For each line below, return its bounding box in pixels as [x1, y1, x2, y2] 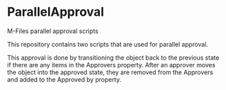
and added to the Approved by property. [7, 75, 122, 83]
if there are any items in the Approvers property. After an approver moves [7, 60, 216, 69]
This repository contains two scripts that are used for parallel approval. [7, 40, 209, 48]
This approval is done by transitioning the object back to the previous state [7, 53, 220, 62]
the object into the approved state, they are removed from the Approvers [7, 68, 214, 76]
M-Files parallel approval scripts [7, 27, 99, 35]
